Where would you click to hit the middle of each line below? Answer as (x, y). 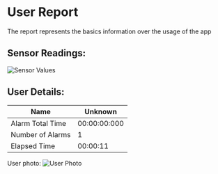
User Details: (36, 92)
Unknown (101, 111)
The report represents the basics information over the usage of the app (109, 31)
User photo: (24, 163)
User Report (43, 12)
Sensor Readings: (46, 53)
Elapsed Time (33, 145)
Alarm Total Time (39, 123)
